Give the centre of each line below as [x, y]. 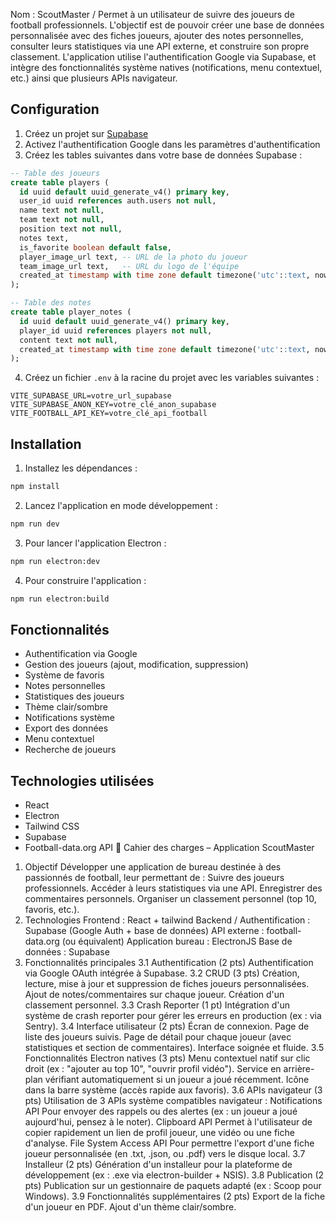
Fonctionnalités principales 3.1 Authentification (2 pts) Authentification [169, 963]
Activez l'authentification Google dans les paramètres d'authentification [172, 144]
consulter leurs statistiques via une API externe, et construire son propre [160, 46]
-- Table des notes [51, 303]
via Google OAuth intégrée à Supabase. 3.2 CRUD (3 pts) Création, [162, 973]
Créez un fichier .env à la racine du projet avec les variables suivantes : [172, 378]
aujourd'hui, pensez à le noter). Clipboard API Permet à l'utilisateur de [168, 1122]
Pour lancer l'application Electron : [95, 543]
